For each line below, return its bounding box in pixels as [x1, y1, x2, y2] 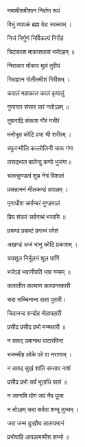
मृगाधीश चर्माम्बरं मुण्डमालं [7, 199, 60, 207]
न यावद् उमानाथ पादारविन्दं [7, 337, 64, 345]
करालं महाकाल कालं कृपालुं [7, 89, 65, 97]
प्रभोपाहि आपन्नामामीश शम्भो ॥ [7, 433, 70, 441]
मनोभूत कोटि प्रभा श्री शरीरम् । [7, 131, 72, 138]
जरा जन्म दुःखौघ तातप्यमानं [7, 419, 64, 427]
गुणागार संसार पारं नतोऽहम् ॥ [7, 103, 69, 111]
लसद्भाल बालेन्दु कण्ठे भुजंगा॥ [7, 158, 72, 166]
